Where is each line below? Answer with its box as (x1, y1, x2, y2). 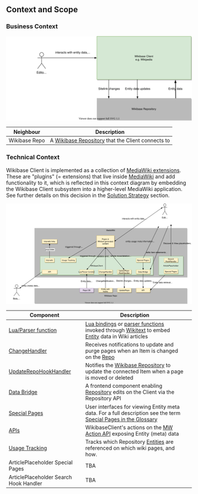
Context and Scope (6, 5, 78, 15)
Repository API (85, 395, 122, 402)
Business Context (6, 22, 58, 31)
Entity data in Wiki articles (85, 332, 148, 340)
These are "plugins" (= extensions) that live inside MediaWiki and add (6, 173, 176, 180)
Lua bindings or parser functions (85, 320, 164, 327)
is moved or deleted (85, 374, 134, 381)
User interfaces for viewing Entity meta (85, 403, 180, 410)
